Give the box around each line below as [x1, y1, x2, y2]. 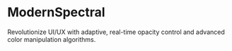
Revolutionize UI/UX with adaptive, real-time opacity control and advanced [7, 28, 225, 36]
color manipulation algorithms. [7, 35, 96, 43]
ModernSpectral [7, 4, 105, 21]
